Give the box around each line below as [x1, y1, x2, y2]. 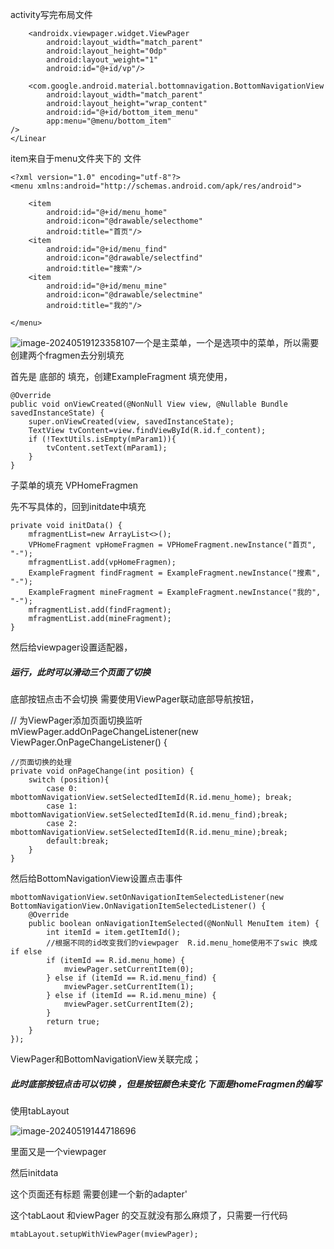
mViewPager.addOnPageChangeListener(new [10, 725, 199, 737]
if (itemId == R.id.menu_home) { [46, 955, 186, 965]
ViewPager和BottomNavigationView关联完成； [10, 1053, 202, 1065]
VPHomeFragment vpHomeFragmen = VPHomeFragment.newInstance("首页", [28, 540, 317, 550]
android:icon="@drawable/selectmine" [46, 290, 203, 300]
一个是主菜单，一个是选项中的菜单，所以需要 [134, 337, 320, 348]
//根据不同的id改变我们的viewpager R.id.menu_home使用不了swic [46, 938, 298, 948]
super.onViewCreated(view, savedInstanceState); [28, 417, 235, 427]
